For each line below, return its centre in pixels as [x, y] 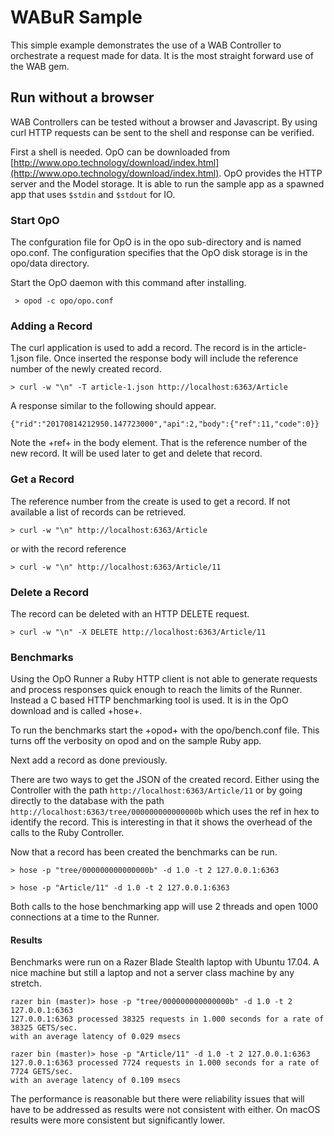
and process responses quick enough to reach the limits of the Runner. [156, 690]
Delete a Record [50, 592]
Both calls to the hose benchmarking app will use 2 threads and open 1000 [164, 907]
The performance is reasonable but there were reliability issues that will [157, 1099]
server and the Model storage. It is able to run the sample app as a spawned [167, 183]
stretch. [26, 983]
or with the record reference [68, 548]
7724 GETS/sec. [42, 1072]
